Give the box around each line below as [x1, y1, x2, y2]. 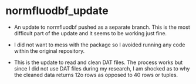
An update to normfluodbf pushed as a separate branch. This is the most [13, 23, 190, 31]
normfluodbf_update [5, 4, 109, 18]
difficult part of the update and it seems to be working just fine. [13, 29, 167, 36]
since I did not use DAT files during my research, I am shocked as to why [13, 65, 190, 72]
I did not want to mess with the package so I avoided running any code [13, 41, 185, 48]
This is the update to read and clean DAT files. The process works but [13, 59, 183, 66]
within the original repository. [13, 47, 85, 54]
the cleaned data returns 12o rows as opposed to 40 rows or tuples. [13, 71, 178, 78]
